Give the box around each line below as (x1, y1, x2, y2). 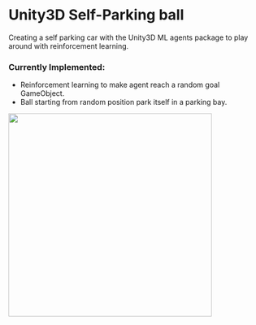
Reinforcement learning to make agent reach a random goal (20, 80, 220, 90)
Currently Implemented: (8, 61, 106, 72)
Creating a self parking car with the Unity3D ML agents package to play (8, 32, 249, 42)
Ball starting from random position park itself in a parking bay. (20, 97, 228, 107)
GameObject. (20, 89, 65, 98)
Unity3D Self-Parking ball (8, 6, 184, 24)
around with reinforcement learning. (8, 41, 129, 50)
